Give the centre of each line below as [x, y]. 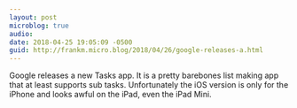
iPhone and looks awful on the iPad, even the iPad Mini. [110, 95]
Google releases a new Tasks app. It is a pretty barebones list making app [144, 75]
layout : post [33, 17]
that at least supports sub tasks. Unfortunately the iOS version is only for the [149, 85]
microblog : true [39, 26]
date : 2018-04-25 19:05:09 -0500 [71, 42]
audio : [21, 34]
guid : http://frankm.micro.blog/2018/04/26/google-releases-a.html [137, 50]
